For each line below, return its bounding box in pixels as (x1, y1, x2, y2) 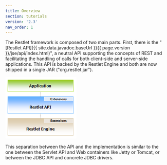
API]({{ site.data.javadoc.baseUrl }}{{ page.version (23, 45, 130, 51)
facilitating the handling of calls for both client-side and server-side (5, 56, 148, 62)
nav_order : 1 (5, 25, 33, 30)
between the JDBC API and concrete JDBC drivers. (5, 155, 114, 161)
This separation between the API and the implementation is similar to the (5, 144, 159, 150)
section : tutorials (5, 13, 47, 19)
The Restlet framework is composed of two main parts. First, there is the (5, 39, 159, 46)
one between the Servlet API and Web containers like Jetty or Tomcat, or (5, 149, 160, 155)
